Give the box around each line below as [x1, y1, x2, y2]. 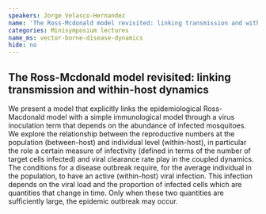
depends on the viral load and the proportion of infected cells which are [8, 179, 242, 189]
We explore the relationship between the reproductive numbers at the [8, 128, 235, 139]
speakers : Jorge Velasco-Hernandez [8, 11, 126, 20]
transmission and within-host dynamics [8, 82, 210, 96]
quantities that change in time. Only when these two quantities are [8, 188, 224, 197]
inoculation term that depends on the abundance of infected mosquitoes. [8, 120, 247, 130]
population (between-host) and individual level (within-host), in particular [8, 137, 247, 147]
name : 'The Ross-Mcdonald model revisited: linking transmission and [8, 19, 243, 27]
